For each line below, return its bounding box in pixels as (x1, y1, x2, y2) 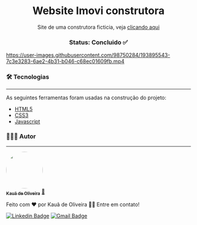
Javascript (14, 117, 40, 125)
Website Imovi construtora (32, 4, 165, 18)
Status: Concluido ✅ (69, 38, 128, 46)
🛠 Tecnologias (6, 73, 50, 81)
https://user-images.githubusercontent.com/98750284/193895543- (6, 52, 171, 59)
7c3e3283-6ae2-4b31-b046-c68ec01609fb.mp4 (6, 58, 125, 65)
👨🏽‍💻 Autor (6, 132, 36, 140)
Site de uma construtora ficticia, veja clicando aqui (37, 23, 160, 31)
